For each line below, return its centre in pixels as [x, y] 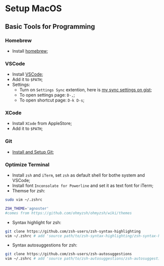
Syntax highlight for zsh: [37, 222]
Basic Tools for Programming [50, 27]
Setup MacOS [33, 9]
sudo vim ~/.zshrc [24, 200]
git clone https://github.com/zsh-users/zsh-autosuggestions [69, 254]
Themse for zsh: [29, 191]
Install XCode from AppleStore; [42, 123]
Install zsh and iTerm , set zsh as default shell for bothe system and [78, 175]
